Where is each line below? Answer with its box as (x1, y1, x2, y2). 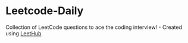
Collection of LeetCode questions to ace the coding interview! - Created (5, 24, 183, 31)
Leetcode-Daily (5, 4, 84, 18)
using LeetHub (5, 29, 42, 37)
